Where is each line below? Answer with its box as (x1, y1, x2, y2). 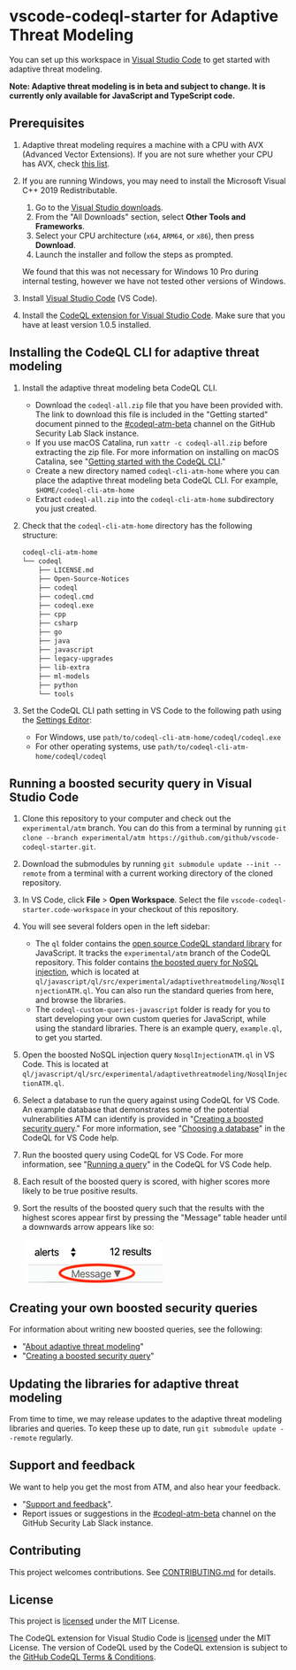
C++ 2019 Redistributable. (21, 184, 118, 196)
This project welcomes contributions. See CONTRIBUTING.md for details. (9, 1566, 277, 1577)
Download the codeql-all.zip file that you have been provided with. (34, 399, 284, 410)
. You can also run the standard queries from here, (90, 986, 274, 996)
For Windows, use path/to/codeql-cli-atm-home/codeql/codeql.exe (34, 731, 281, 742)
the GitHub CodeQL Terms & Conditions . (9, 1651, 156, 1662)
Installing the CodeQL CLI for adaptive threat (9, 345, 260, 360)
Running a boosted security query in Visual (9, 776, 253, 791)
